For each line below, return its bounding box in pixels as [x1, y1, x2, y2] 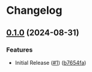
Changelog [6, 4, 63, 17]
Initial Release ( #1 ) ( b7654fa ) [14, 59, 87, 66]
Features [6, 46, 33, 54]
